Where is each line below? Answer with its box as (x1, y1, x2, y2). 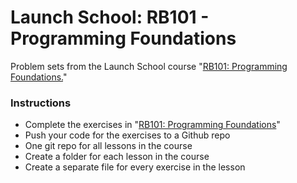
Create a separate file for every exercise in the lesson (24, 161, 246, 173)
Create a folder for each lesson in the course (24, 151, 210, 163)
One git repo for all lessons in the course (24, 140, 193, 152)
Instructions (10, 96, 72, 110)
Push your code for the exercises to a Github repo (24, 129, 231, 141)
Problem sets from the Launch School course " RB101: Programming (10, 60, 288, 72)
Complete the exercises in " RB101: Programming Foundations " (24, 119, 281, 131)
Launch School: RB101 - (10, 6, 210, 29)
